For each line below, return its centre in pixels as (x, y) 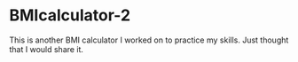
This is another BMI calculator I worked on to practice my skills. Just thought (149, 40)
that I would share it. (47, 49)
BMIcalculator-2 (70, 15)
